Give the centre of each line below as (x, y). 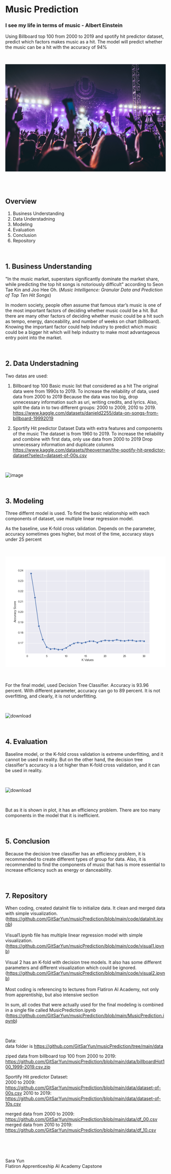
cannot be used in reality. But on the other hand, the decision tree (74, 759)
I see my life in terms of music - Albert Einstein (64, 26)
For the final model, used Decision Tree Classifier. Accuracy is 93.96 (77, 685)
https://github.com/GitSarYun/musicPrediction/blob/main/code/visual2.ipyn (86, 973)
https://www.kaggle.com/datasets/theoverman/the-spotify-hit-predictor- (89, 450)
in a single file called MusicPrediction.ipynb (51, 1010)
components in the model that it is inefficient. (53, 815)
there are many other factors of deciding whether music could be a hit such (84, 316)
